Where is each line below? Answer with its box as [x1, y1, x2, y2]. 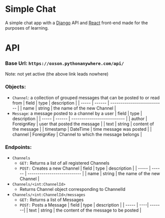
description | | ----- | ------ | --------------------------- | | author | [12, 115, 148, 121]
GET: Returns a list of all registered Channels [19, 160, 110, 166]
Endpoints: [5, 144, 32, 150]
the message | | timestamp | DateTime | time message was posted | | [12, 126, 152, 132]
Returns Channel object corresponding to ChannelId [19, 186, 126, 192]
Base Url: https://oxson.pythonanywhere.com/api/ [5, 60, 124, 67]
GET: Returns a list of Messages [19, 197, 84, 203]
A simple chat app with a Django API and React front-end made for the [5, 20, 148, 26]
